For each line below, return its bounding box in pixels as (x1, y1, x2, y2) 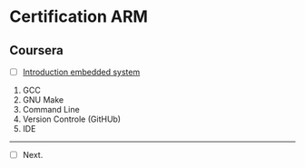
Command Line (22, 104, 80, 115)
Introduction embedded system (22, 66, 141, 77)
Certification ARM (9, 6, 148, 27)
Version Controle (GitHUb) (22, 114, 121, 124)
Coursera (9, 43, 64, 58)
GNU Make (22, 94, 64, 105)
